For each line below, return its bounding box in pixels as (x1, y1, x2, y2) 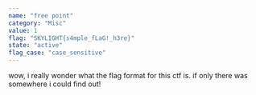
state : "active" (8, 42, 63, 49)
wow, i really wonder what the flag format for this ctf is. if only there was (8, 71, 248, 80)
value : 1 (8, 26, 38, 34)
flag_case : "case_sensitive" (8, 49, 106, 57)
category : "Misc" (8, 19, 67, 27)
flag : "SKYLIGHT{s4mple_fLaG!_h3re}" (8, 34, 135, 42)
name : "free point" (8, 11, 74, 20)
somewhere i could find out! (8, 79, 101, 89)
